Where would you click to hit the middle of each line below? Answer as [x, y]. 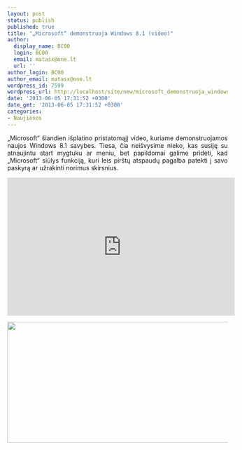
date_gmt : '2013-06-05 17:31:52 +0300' [65, 105]
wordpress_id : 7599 [36, 86]
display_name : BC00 [42, 46]
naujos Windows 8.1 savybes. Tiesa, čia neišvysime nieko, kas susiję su [118, 145]
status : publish [31, 20]
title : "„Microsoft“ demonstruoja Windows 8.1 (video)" [90, 33]
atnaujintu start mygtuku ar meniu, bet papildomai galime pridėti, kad [118, 153]
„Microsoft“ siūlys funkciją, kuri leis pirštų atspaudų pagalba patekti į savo [118, 160]
